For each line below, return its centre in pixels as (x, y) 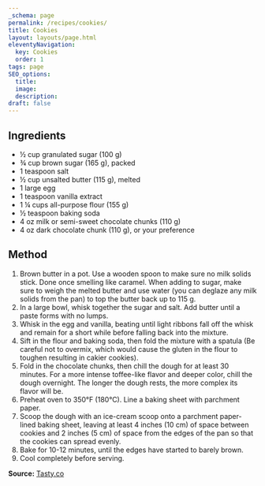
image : (26, 89)
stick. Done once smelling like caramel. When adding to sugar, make (131, 282)
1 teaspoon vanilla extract (61, 196)
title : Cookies (33, 30)
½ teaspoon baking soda (60, 213)
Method (28, 254)
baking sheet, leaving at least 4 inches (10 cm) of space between (143, 424)
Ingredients (37, 135)
